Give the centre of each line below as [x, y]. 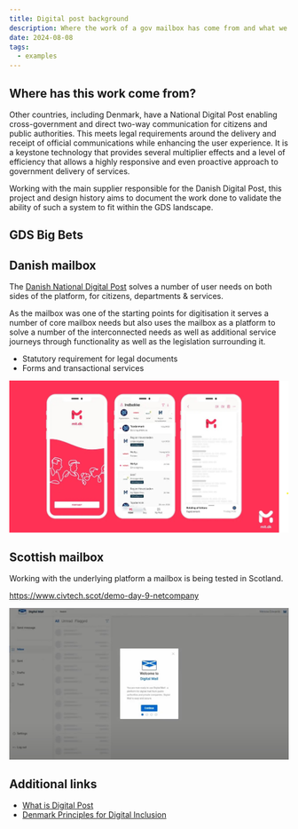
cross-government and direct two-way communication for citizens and [138, 123]
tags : [19, 47]
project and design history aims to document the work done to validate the [145, 197]
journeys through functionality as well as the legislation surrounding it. [137, 342]
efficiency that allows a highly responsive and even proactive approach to [144, 162]
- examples [37, 56]
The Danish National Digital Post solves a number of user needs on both [141, 287]
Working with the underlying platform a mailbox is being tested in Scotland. [146, 579]
